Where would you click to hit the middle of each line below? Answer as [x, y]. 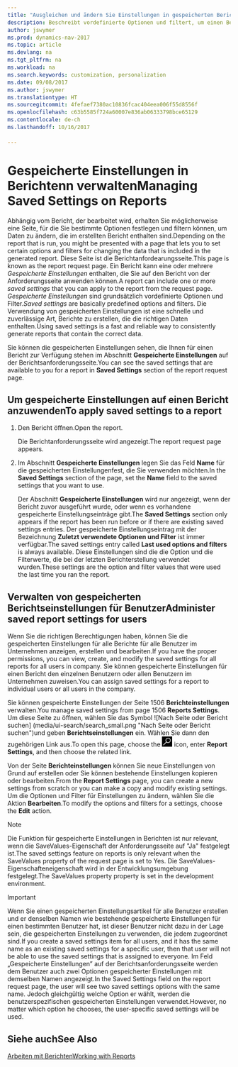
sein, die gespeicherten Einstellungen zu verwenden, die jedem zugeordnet [118, 934]
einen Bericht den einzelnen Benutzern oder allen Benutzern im [100, 674]
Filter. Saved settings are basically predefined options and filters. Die [107, 303]
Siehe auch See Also [52, 1039]
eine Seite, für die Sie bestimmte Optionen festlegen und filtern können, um [117, 228]
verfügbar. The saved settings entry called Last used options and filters [122, 544]
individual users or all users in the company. [72, 689]
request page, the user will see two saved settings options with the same [114, 987]
